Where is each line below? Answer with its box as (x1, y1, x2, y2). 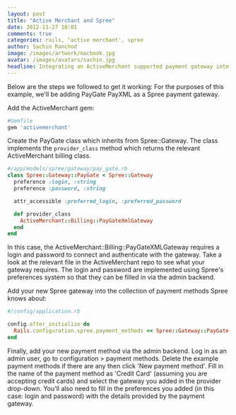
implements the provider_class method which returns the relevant (7, 144, 201, 153)
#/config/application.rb (7, 308, 81, 315)
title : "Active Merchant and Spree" (7, 17, 115, 24)
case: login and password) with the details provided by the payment (7, 392, 205, 400)
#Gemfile (7, 117, 33, 124)
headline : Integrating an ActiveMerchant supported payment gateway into (7, 63, 230, 70)
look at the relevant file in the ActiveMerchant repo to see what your (7, 258, 206, 267)
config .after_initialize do (7, 321, 90, 328)
